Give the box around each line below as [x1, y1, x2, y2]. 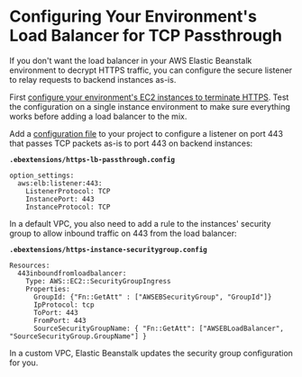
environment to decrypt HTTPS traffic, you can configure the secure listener [9, 65, 293, 76]
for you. [9, 357, 39, 368]
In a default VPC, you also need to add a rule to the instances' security [9, 218, 271, 229]
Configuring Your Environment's [9, 6, 257, 27]
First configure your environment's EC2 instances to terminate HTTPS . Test [9, 92, 289, 103]
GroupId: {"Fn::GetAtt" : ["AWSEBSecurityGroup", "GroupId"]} [32, 292, 272, 301]
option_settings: [9, 171, 75, 180]
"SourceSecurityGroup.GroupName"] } [9, 331, 147, 341]
